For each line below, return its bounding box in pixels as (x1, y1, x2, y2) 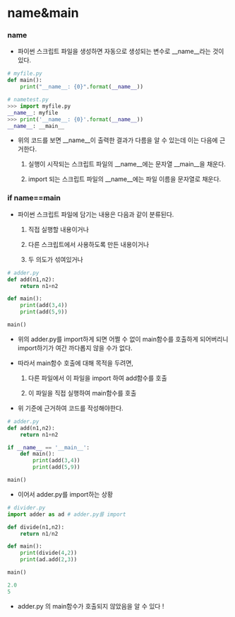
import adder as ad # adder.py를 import (7, 511, 126, 518)
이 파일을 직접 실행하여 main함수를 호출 (28, 388, 137, 397)
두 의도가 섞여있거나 (28, 255, 83, 263)
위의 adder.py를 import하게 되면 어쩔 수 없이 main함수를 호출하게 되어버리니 (17, 335, 229, 343)
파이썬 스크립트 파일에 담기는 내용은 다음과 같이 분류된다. (17, 210, 174, 219)
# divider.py (7, 504, 46, 511)
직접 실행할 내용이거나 (28, 225, 90, 233)
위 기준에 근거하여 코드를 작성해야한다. (17, 403, 123, 412)
